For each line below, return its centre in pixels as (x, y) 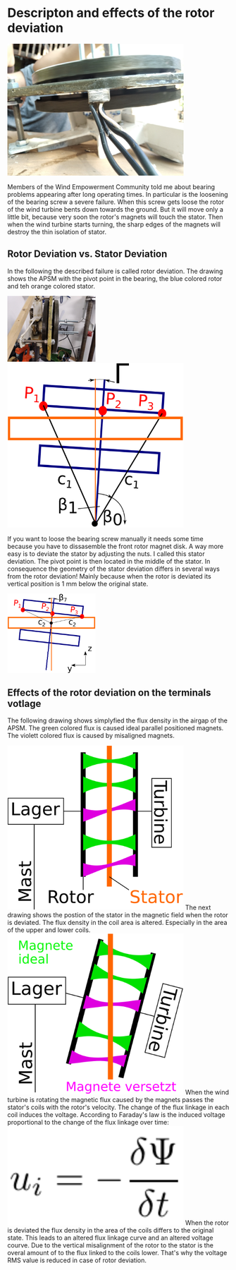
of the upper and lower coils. (49, 930)
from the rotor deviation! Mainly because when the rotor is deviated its (109, 576)
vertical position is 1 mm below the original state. (78, 583)
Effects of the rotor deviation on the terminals (109, 693)
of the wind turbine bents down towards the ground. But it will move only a (116, 209)
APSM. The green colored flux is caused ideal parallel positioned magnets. (116, 728)
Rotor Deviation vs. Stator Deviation (87, 254)
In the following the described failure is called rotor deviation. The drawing (115, 271)
